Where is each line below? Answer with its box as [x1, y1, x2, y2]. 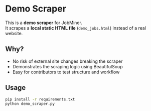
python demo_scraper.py [5, 101, 55, 106]
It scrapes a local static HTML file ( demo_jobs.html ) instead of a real [5, 25, 146, 31]
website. [5, 30, 23, 36]
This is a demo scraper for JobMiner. [5, 20, 83, 26]
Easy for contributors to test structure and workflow [12, 69, 120, 75]
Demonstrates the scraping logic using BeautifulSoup [12, 63, 123, 69]
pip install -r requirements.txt [5, 96, 75, 102]
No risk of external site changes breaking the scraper [12, 58, 123, 64]
